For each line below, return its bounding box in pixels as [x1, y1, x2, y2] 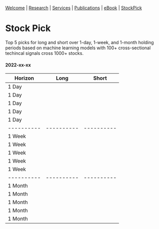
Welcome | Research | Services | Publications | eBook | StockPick [5, 5, 142, 11]
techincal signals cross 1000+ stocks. [5, 50, 84, 56]
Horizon [14, 75, 34, 82]
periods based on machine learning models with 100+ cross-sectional [5, 45, 151, 51]
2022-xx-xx [5, 61, 31, 68]
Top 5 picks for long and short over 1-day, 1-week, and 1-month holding [5, 39, 154, 45]
